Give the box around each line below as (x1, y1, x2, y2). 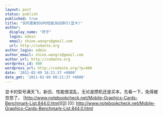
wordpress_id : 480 (5, 61, 42, 66)
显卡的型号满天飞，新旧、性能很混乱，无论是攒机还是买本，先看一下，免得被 (5, 88, 158, 95)
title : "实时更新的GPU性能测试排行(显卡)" (5, 20, 82, 26)
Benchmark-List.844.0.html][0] (5, 100, 67, 106)
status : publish (5, 12, 38, 17)
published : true (5, 16, 38, 21)
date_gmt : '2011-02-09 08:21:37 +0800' (5, 75, 86, 80)
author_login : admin (5, 48, 47, 52)
